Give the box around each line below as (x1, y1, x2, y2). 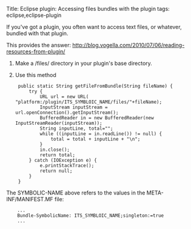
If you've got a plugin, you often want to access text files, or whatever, (6, 24, 182, 30)
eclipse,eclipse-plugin (6, 12, 62, 19)
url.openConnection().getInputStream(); (15, 110, 119, 116)
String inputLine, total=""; (39, 125, 113, 131)
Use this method (15, 71, 56, 78)
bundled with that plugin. (6, 30, 69, 37)
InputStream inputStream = (39, 104, 108, 110)
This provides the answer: (6, 42, 72, 48)
